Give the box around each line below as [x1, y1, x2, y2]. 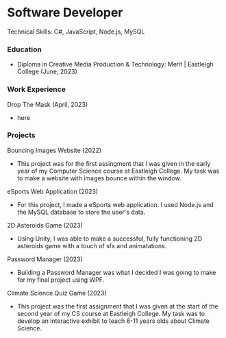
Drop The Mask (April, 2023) [7, 100, 88, 108]
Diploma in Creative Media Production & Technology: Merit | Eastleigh [16, 60, 214, 69]
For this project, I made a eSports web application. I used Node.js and [16, 200, 214, 208]
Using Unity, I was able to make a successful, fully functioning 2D [16, 234, 203, 243]
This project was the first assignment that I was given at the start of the [16, 302, 218, 310]
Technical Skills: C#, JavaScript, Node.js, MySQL [7, 27, 145, 36]
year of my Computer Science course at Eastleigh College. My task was [16, 167, 220, 175]
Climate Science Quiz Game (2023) [7, 289, 108, 297]
